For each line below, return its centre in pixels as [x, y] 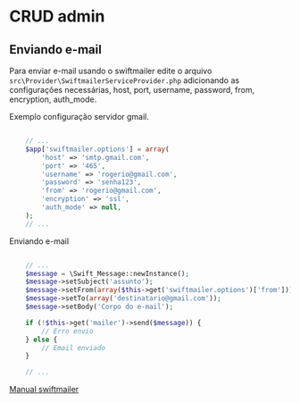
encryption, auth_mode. [53, 99]
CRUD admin [57, 17]
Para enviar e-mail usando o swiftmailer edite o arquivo [111, 71]
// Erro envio [67, 331]
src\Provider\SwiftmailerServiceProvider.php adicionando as [124, 80]
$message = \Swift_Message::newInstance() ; [108, 273]
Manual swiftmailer [44, 390]
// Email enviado [73, 348]
